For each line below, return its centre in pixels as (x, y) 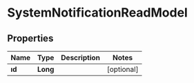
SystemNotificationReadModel (97, 13)
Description (80, 58)
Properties (30, 38)
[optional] (123, 69)
